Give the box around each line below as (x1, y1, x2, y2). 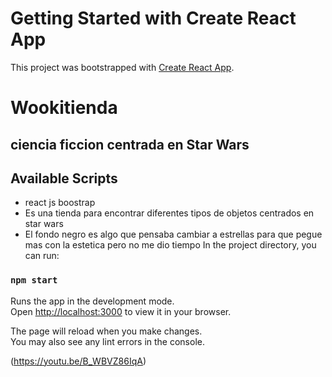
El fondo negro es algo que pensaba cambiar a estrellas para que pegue (24, 228, 323, 241)
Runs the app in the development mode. (10, 295, 175, 307)
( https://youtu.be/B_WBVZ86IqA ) (10, 355, 147, 367)
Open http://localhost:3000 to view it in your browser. (10, 305, 232, 317)
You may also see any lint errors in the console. (10, 335, 205, 347)
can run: (24, 250, 60, 262)
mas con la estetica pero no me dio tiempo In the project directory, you (24, 239, 317, 251)
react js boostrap (24, 197, 96, 209)
